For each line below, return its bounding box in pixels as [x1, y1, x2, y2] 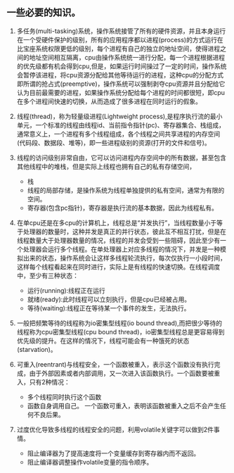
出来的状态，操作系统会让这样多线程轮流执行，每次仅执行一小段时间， [22, 253, 226, 262]
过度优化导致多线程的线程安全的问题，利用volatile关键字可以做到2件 [16, 425, 214, 434]
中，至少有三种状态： [16, 271, 79, 279]
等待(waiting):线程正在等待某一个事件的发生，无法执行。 [27, 303, 190, 312]
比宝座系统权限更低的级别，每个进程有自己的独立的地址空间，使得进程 [16, 44, 221, 53]
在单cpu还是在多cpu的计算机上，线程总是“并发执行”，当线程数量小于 [16, 218, 217, 227]
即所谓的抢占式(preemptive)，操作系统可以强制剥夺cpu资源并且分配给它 [16, 80, 226, 88]
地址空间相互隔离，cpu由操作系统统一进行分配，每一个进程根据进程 [29, 53, 226, 61]
